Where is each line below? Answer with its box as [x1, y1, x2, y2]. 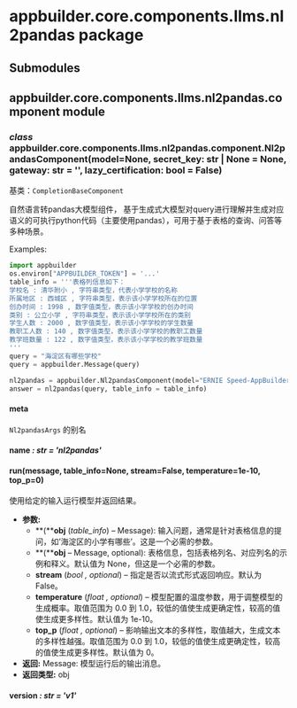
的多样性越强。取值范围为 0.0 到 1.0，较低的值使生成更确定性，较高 [34, 636, 281, 647]
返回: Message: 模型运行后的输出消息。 [21, 658, 166, 669]
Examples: [9, 244, 47, 254]
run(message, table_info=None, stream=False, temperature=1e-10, [9, 465, 261, 476]
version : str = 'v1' [9, 689, 77, 701]
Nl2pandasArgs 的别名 [9, 424, 87, 435]
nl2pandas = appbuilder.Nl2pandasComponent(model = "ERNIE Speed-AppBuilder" [9, 376, 294, 385]
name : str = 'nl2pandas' [9, 445, 102, 455]
